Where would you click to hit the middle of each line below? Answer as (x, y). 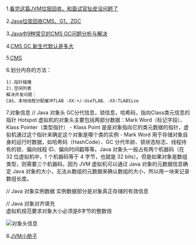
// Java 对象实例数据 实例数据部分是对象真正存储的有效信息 (78, 191)
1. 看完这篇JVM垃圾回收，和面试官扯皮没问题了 (62, 9)
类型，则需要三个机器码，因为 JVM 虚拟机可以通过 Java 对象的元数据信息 (94, 164)
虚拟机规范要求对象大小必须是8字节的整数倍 (59, 211)
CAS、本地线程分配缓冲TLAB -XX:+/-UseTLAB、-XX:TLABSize (73, 101)
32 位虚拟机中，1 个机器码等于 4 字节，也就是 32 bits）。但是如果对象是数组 (97, 157)
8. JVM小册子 (22, 236)
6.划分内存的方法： (29, 70)
